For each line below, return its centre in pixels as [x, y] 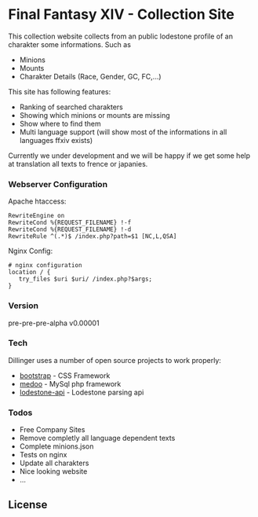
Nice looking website [53, 471]
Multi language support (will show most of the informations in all [123, 132]
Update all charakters [54, 463]
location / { [29, 273]
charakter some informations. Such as [70, 44]
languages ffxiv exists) [56, 140]
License [28, 504]
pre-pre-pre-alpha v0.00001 [54, 323]
